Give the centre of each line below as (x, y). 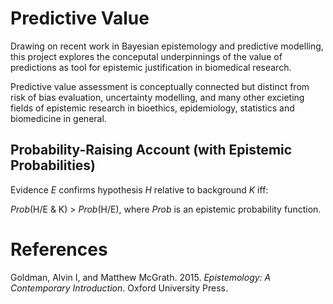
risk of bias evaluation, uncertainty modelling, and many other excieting (157, 97)
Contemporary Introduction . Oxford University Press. (119, 288)
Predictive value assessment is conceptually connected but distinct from (160, 86)
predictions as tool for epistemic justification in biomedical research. (151, 67)
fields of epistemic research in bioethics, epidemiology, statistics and (152, 108)
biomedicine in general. (58, 118)
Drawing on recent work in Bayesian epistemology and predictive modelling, (167, 46)
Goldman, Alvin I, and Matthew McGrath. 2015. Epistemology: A (141, 277)
